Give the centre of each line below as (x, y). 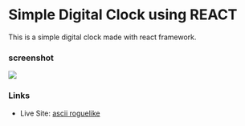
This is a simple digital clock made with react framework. (102, 37)
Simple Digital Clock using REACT (123, 15)
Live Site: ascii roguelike (60, 113)
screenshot (31, 58)
